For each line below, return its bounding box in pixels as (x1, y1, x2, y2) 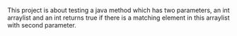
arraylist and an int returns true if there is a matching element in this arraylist (7, 13, 230, 22)
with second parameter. (7, 21, 76, 29)
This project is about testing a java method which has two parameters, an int (7, 6, 230, 14)
